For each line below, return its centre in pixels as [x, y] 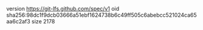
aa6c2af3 [18, 21]
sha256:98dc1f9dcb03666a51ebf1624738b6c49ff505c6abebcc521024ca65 [102, 15]
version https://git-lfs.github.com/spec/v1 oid [63, 9]
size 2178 [43, 21]
